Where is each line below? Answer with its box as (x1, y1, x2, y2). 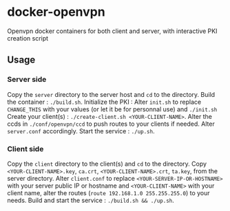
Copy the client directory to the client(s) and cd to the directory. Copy (7, 159, 207, 168)
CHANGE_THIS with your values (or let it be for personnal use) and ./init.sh (7, 104, 218, 113)
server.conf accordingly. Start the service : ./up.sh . (7, 126, 155, 135)
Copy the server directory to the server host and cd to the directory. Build (7, 90, 216, 98)
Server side (7, 75, 47, 85)
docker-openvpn (7, 4, 105, 20)
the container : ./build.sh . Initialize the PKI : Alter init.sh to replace (7, 98, 202, 106)
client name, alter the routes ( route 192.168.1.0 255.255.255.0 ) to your (7, 188, 210, 197)
